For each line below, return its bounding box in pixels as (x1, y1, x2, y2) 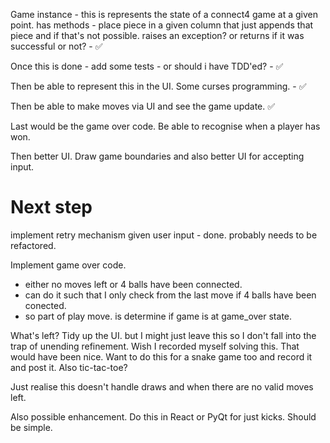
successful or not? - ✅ (10, 40, 103, 52)
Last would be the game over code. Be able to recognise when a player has (10, 120, 321, 132)
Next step (10, 196, 93, 219)
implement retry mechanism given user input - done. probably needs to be (10, 229, 318, 241)
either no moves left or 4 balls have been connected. (24, 278, 243, 290)
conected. (24, 299, 67, 311)
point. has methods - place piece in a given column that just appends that (10, 19, 314, 31)
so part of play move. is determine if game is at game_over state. (24, 310, 293, 322)
